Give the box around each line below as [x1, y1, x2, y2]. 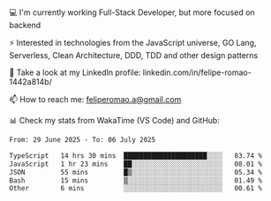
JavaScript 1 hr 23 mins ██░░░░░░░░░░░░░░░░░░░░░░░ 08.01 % [9, 160, 263, 168]
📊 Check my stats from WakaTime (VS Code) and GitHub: [9, 115, 221, 125]
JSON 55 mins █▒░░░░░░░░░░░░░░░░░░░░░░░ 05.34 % [9, 167, 263, 176]
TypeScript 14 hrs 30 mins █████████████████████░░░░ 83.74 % [9, 151, 263, 160]
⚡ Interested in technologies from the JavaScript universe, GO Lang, [9, 38, 257, 48]
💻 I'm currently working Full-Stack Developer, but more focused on [9, 7, 255, 18]
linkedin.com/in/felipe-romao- [142, 67, 252, 78]
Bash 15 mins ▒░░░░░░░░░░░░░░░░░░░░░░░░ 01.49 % [9, 175, 263, 185]
